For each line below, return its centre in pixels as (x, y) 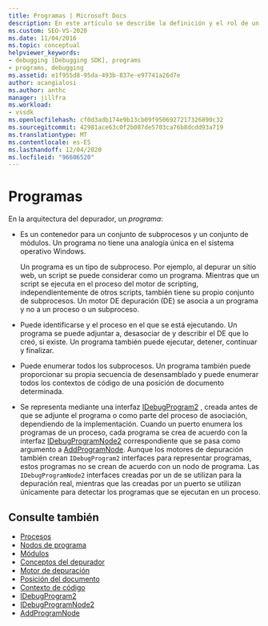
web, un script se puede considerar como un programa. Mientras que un (140, 275)
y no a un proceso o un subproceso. (80, 310)
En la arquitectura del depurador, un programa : (86, 219)
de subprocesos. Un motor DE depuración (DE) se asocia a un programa (139, 301)
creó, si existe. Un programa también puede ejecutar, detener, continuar (138, 342)
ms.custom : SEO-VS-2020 (48, 30)
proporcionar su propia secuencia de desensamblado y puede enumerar (139, 375)
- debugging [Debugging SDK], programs (75, 61)
